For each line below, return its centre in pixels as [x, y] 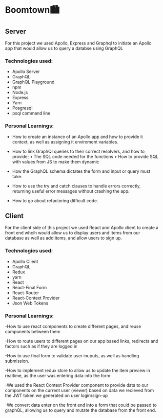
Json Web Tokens [30, 303]
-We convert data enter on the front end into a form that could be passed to [81, 405]
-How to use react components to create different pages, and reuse [73, 326]
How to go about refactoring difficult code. [55, 200]
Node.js [20, 93]
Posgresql [22, 108]
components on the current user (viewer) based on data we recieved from [80, 390]
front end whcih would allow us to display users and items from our [73, 233]
